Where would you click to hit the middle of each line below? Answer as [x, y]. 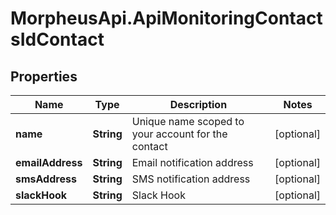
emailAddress [49, 162]
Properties [44, 76]
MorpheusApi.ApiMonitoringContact [166, 18]
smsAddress [46, 179]
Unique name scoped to [188, 121]
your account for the [179, 134]
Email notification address [192, 162]
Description [198, 104]
